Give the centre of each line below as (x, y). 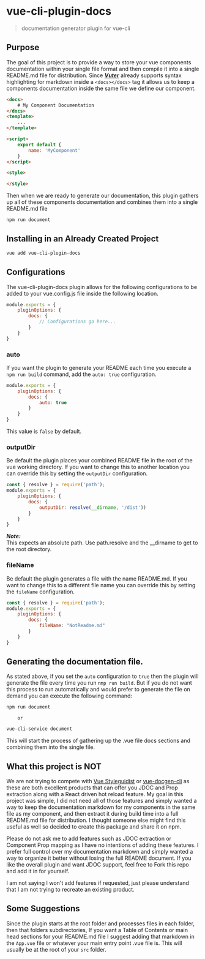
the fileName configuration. (41, 592)
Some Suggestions (43, 908)
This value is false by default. (44, 431)
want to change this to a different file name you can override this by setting (101, 585)
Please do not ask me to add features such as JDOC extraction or (89, 839)
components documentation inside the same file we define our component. (101, 88)
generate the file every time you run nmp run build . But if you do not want (99, 683)
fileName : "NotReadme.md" (72, 626)
